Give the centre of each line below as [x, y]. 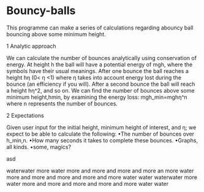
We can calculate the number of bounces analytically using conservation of [102, 58]
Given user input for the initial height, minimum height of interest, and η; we [101, 127]
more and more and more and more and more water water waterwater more [102, 177]
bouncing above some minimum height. [56, 34]
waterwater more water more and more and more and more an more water [100, 171]
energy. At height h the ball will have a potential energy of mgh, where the [100, 64]
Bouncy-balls [41, 11]
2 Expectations [25, 115]
